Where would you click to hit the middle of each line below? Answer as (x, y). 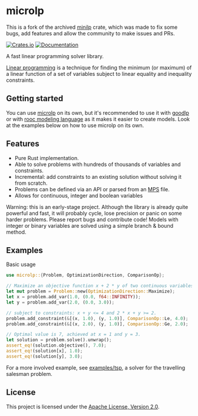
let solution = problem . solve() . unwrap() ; (59, 340)
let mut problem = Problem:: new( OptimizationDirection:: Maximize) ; (91, 292)
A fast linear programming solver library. (55, 56)
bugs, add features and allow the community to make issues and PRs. (90, 33)
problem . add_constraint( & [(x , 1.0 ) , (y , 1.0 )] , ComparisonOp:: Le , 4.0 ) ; (97, 318)
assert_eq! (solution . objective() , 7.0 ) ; (57, 345)
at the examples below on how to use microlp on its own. (75, 125)
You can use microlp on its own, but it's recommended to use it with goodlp (98, 112)
